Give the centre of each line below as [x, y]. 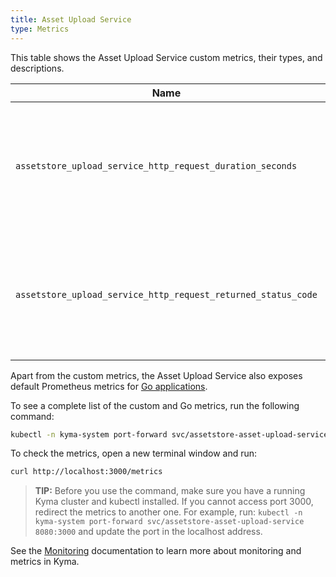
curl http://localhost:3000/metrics [86, 472]
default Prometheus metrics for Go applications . [109, 386]
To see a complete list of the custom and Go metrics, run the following [155, 405]
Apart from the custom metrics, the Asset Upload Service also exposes [156, 375]
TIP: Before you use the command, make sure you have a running [170, 491]
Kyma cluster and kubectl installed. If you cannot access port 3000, [174, 502]
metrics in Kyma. [45, 562]
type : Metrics [40, 29]
